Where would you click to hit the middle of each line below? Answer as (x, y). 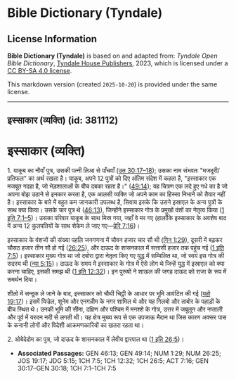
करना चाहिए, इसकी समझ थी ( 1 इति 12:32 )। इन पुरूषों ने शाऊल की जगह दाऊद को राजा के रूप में (117, 271)
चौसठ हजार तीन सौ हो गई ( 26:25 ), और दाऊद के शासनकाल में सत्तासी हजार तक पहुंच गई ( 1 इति (116, 248)
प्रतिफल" (17, 179)
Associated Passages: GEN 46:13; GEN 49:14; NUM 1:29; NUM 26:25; (119, 354)
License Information (52, 39)
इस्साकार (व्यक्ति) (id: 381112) (63, 121)
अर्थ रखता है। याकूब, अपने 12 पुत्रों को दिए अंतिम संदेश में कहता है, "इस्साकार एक (126, 179)
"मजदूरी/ (210, 171)
